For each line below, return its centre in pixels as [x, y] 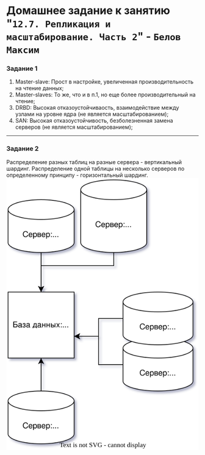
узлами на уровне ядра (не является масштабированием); [92, 114]
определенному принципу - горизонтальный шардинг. [77, 175]
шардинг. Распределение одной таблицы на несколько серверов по [95, 168]
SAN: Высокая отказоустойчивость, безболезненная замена [94, 121]
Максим [23, 50]
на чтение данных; [39, 88]
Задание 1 [22, 69]
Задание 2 [23, 149]
